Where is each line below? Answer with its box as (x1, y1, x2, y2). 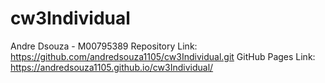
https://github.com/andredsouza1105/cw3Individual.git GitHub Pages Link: (10, 50, 316, 62)
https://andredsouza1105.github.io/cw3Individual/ (10, 61, 214, 73)
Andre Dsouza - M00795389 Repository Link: (10, 40, 198, 52)
